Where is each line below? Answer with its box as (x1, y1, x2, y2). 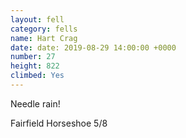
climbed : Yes (10, 71, 65, 81)
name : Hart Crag (10, 33, 78, 43)
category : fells (10, 24, 78, 34)
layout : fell (10, 14, 65, 25)
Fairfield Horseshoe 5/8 (10, 117, 108, 129)
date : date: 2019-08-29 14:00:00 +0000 (10, 42, 177, 53)
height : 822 (10, 61, 60, 71)
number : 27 (10, 52, 56, 62)
